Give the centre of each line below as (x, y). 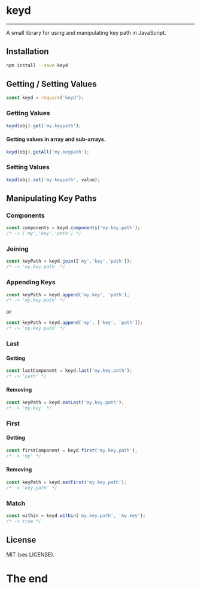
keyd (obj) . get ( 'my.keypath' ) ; (44, 126)
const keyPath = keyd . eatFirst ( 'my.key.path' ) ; (67, 482)
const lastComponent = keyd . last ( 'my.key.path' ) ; (69, 371)
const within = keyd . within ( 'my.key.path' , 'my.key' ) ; (76, 516)
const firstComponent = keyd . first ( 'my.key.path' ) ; (72, 450)
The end (27, 579)
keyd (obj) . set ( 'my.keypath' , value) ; (53, 180)
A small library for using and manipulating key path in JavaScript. (86, 32)
